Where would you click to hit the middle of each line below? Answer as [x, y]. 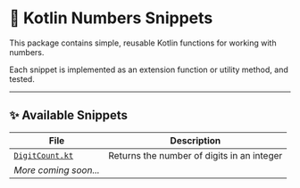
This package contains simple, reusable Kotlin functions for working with [143, 43]
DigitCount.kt [44, 155]
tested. [22, 78]
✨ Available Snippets [68, 115]
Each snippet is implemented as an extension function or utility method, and [149, 69]
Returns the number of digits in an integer [196, 155]
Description [196, 140]
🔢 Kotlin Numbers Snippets [111, 18]
